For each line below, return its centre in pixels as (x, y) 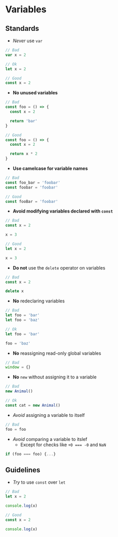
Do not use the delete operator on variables (59, 267)
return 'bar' (24, 121)
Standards (22, 28)
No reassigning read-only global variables (57, 353)
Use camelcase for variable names (50, 168)
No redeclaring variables (39, 301)
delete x (15, 291)
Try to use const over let (39, 482)
